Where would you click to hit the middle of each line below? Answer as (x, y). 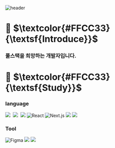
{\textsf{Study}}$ (44, 88)
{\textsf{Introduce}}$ (52, 39)
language (17, 104)
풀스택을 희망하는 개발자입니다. (41, 56)
